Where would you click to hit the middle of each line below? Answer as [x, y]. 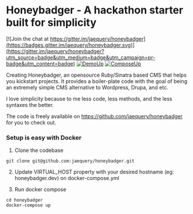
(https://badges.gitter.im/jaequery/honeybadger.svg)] [70, 45]
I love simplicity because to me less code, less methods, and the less [89, 99]
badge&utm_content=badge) [41, 63]
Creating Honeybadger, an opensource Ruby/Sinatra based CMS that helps [96, 75]
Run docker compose [40, 189]
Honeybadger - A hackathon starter [95, 10]
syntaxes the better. [30, 105]
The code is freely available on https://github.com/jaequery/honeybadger [94, 116]
